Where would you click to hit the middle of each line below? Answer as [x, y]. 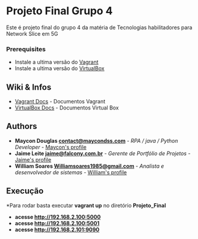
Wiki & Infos [29, 87]
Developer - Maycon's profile [51, 147]
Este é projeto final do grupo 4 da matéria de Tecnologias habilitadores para [99, 27]
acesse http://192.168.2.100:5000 [58, 217]
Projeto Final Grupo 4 [59, 11]
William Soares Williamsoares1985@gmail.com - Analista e [89, 166]
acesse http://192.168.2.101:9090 [57, 229]
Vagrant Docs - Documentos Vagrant [60, 102]
